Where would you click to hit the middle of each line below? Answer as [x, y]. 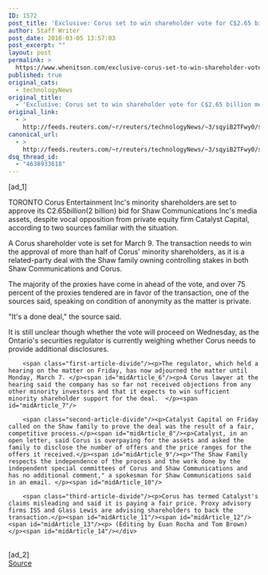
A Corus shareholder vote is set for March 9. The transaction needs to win [130, 244]
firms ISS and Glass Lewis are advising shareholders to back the [121, 511]
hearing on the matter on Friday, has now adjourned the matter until [128, 371]
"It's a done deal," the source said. [65, 317]
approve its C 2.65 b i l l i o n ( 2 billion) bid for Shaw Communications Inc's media [133, 211]
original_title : [35, 97]
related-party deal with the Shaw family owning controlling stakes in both [128, 260]
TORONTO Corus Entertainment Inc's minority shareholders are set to [122, 202]
